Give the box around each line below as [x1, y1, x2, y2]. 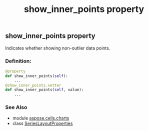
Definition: [5, 57, 31, 64]
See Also [5, 104, 27, 111]
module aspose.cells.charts [12, 115, 69, 121]
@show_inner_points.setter [5, 82, 61, 88]
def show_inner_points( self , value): [5, 87, 84, 92]
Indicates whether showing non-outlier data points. [5, 45, 110, 51]
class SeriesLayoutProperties [12, 120, 73, 126]
